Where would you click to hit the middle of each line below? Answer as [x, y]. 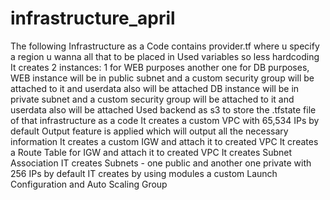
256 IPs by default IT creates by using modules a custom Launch [144, 173]
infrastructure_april [93, 18]
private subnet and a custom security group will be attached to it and [152, 99]
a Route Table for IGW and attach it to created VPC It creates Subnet [151, 152]
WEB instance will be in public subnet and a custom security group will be [162, 78]
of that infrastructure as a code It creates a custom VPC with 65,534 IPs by [165, 120]
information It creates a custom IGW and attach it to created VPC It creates [164, 141]
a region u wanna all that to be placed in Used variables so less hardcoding [165, 56]
